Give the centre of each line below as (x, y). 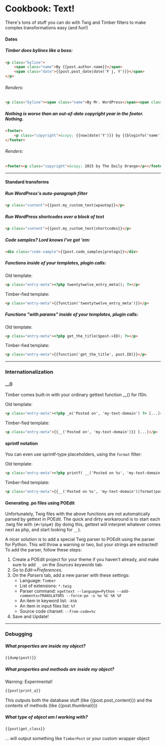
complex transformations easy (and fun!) (47, 27)
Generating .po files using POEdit (40, 503)
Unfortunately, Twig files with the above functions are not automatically (78, 514)
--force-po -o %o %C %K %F (94, 596)
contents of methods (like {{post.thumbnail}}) (51, 705)
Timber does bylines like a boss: (39, 51)
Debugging (19, 634)
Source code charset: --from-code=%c (58, 611)
